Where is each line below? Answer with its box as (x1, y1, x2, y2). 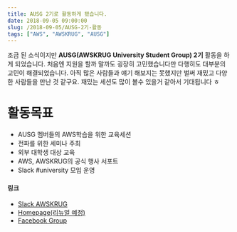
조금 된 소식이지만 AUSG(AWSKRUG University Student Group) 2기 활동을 (7, 51, 223, 59)
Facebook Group (17, 216, 68, 225)
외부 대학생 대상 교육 (17, 148, 75, 157)
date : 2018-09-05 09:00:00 (7, 17, 88, 24)
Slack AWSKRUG (17, 200, 68, 208)
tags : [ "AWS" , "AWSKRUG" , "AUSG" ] (7, 30, 110, 38)
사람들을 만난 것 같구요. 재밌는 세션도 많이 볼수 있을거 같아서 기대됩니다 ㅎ (14, 78, 220, 86)
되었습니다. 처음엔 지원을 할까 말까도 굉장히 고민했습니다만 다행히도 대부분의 (14, 60, 226, 69)
